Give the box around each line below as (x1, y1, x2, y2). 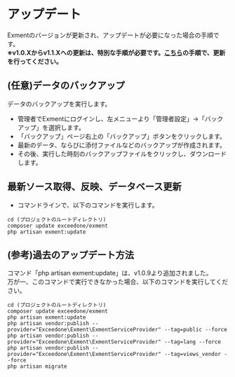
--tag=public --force (163, 327, 228, 334)
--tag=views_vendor (163, 351, 221, 358)
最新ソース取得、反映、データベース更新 (7, 181, 182, 193)
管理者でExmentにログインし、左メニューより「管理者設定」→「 (17, 114, 206, 123)
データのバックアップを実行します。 (7, 100, 112, 108)
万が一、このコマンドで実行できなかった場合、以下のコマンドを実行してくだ (7, 277, 229, 286)
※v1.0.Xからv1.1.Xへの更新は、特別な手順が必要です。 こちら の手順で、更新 (7, 48, 226, 57)
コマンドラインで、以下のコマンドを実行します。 (17, 200, 159, 209)
